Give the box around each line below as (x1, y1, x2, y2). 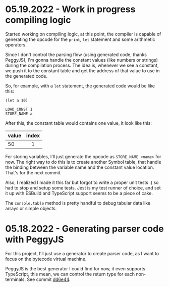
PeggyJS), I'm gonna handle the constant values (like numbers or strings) (5, 57, 158, 63)
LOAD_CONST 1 (5, 107, 33, 112)
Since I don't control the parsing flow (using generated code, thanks (5, 52, 147, 58)
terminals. (5, 276, 26, 282)
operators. (5, 41, 27, 47)
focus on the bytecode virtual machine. (5, 256, 87, 262)
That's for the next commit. (5, 169, 62, 175)
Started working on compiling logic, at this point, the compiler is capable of (5, 31, 161, 37)
